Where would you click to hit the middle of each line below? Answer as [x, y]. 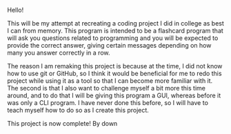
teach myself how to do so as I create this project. [78, 110]
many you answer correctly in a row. [59, 52]
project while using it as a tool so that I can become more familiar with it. [110, 81]
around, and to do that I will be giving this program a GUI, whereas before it [114, 95]
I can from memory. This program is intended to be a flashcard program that [115, 31]
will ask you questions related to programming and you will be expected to [113, 38]
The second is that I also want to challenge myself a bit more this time [106, 88]
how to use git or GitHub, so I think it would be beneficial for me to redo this [114, 73]
